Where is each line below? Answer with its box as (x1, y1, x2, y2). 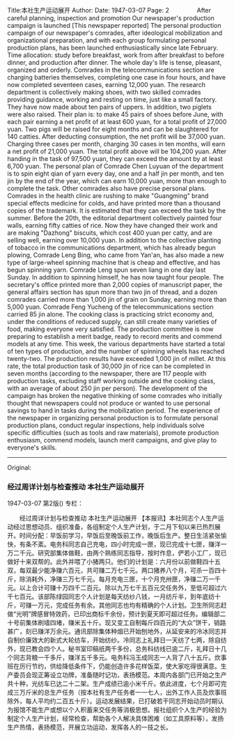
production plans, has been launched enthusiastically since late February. (7, 44, 219, 52)
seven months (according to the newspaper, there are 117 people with (7, 369, 207, 378)
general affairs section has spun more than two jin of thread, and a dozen (7, 288, 218, 296)
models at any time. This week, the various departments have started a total (7, 340, 225, 348)
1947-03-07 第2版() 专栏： (7, 499, 84, 507)
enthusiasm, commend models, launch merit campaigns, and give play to (7, 436, 217, 444)
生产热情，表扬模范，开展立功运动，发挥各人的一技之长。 (7, 723, 172, 732)
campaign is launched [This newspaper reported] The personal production (7, 22, 221, 29)
